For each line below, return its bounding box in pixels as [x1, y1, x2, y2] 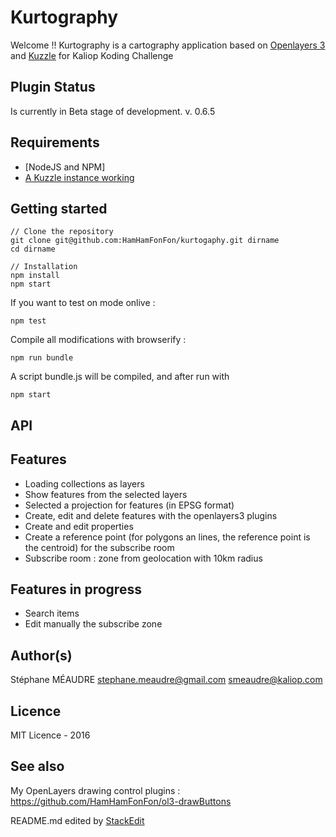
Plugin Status [10, 79, 96, 96]
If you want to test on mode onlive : [10, 297, 156, 309]
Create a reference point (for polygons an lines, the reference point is [24, 531, 311, 543]
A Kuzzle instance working [24, 171, 135, 183]
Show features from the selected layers [24, 488, 188, 500]
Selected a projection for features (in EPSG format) [24, 499, 235, 511]
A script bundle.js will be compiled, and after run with [10, 371, 230, 383]
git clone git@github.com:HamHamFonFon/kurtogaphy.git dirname [10, 236, 280, 246]
